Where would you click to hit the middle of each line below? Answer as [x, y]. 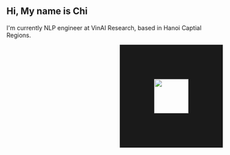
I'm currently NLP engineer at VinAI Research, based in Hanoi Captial [104, 27]
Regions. [19, 35]
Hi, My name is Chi [47, 11]
